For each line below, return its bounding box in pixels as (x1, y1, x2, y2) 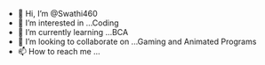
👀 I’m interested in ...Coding (17, 18, 119, 28)
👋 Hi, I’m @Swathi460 (17, 9, 98, 18)
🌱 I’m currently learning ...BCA (17, 27, 129, 37)
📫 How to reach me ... (17, 47, 100, 56)
